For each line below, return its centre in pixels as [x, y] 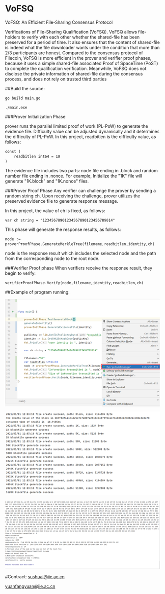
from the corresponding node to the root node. [52, 258]
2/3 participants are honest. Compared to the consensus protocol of [74, 53]
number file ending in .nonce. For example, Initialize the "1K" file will [74, 176]
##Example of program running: [37, 292]
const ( [13, 151]
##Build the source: [25, 88]
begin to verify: [20, 273]
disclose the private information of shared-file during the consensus [74, 74]
